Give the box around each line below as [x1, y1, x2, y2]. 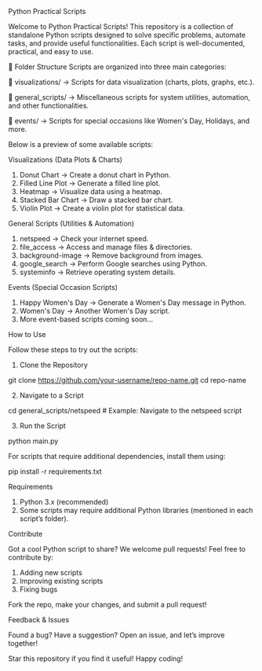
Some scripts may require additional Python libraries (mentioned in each [19, 506, 253, 515]
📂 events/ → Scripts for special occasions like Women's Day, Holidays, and [8, 116, 250, 125]
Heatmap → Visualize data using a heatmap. [19, 187, 163, 196]
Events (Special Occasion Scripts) [8, 283, 118, 291]
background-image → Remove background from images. [19, 251, 204, 260]
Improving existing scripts [19, 577, 104, 585]
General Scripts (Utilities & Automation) [8, 219, 135, 228]
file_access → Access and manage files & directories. [19, 243, 193, 251]
